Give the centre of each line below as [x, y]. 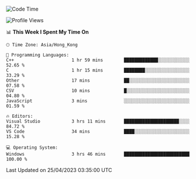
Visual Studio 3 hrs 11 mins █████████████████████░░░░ [98, 121]
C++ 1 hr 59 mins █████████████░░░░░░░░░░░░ [98, 60]
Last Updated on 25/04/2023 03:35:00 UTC [59, 170]
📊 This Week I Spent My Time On [47, 32]
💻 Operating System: [32, 148]
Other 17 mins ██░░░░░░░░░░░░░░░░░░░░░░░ [98, 80]
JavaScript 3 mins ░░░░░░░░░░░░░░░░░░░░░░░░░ [98, 101]
